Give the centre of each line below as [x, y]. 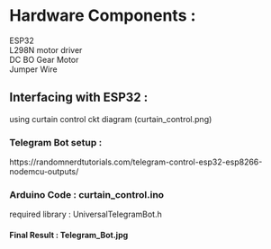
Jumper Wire [33, 69]
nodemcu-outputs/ [44, 172]
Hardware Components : [103, 16]
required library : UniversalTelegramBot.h [86, 214]
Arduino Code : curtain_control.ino [87, 194]
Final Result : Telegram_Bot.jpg [69, 235]
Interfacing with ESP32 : [79, 98]
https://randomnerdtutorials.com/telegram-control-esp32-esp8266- [136, 162]
